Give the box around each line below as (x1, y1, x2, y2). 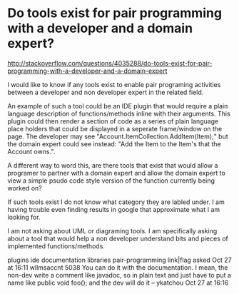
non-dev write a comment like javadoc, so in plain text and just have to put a (7, 270, 232, 279)
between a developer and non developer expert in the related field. (7, 88, 204, 96)
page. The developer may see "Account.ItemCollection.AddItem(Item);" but (7, 132, 228, 141)
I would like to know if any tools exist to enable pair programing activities (7, 80, 221, 88)
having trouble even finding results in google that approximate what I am (7, 205, 220, 213)
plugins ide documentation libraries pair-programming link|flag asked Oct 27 (7, 255, 232, 264)
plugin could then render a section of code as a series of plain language (7, 116, 219, 126)
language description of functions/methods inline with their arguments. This (7, 109, 230, 118)
